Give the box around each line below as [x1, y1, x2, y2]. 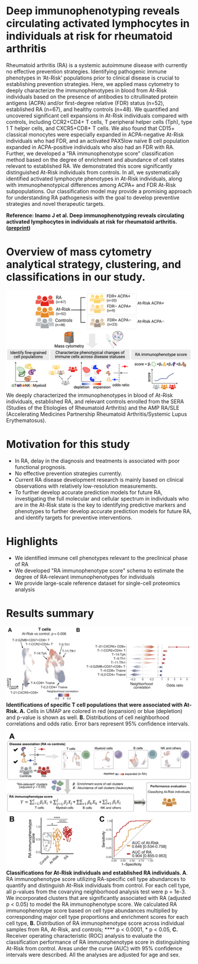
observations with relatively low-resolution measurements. [14, 482, 158, 489]
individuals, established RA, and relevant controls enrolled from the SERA [6, 398, 184, 405]
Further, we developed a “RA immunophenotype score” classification [6, 149, 174, 157]
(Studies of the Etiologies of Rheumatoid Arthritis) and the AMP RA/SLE [6, 405, 180, 412]
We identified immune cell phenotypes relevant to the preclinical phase [14, 554, 188, 561]
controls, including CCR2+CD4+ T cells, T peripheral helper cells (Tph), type [6, 118, 193, 125]
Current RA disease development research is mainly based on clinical [14, 476, 184, 483]
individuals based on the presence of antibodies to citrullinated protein [6, 93, 178, 100]
